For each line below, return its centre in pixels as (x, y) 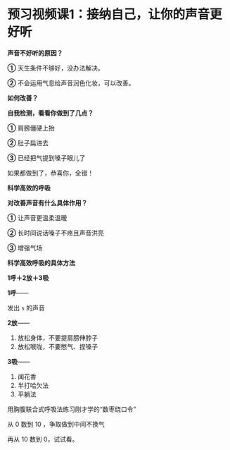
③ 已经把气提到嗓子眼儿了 (46, 158)
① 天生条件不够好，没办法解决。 (56, 68)
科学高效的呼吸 (29, 188)
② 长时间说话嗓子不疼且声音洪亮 (56, 233)
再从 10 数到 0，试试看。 (43, 439)
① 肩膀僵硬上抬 (31, 128)
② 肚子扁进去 (28, 142)
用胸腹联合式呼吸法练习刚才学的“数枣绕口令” (72, 409)
